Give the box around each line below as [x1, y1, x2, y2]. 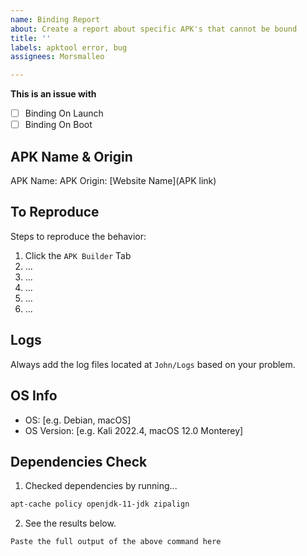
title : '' [10, 33, 52, 43]
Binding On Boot [24, 119, 93, 131]
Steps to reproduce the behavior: [10, 230, 147, 242]
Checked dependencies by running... [24, 480, 178, 492]
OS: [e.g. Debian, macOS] [24, 414, 132, 426]
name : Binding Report [10, 14, 101, 25]
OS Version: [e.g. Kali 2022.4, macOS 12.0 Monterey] [24, 424, 244, 436]
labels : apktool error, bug [10, 42, 128, 53]
